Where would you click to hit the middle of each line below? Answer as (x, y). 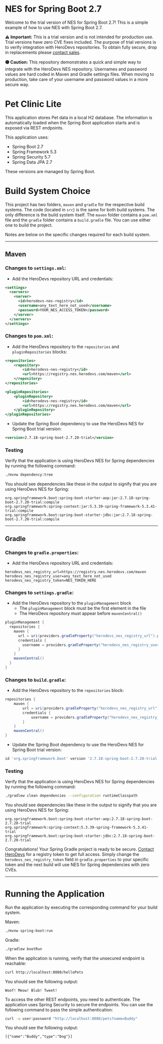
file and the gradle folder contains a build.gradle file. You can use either (78, 220)
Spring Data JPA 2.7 (32, 162)
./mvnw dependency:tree (29, 475)
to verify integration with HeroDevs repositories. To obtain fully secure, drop (81, 47)
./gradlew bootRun (24, 949)
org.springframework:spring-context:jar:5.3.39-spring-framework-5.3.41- (81, 507)
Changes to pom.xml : (29, 336)
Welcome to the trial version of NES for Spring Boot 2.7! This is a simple (77, 22)
